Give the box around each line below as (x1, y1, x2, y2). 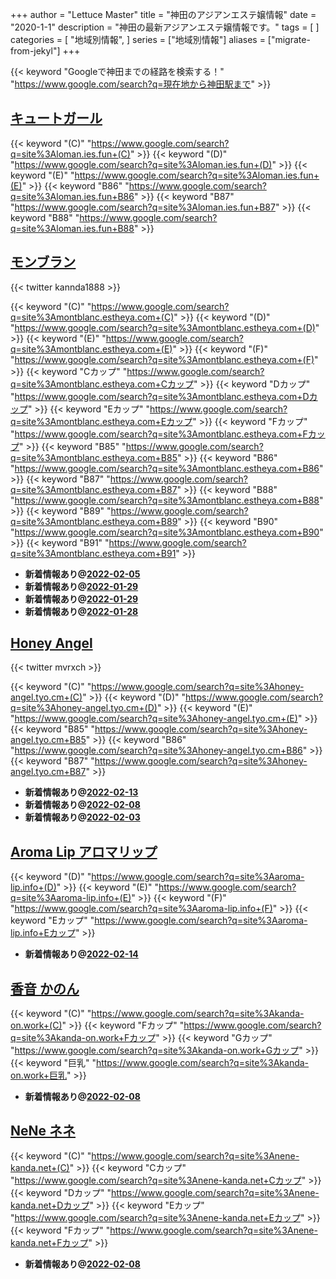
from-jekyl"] (10, 45, 61, 57)
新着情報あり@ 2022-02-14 (24, 948, 139, 960)
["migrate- (267, 34, 311, 45)
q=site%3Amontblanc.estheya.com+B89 (10, 515, 178, 527)
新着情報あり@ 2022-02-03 (24, 811, 141, 823)
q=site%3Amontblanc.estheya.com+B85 (10, 451, 178, 463)
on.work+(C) (10, 1019, 63, 1032)
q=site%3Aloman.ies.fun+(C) (10, 148, 131, 160)
